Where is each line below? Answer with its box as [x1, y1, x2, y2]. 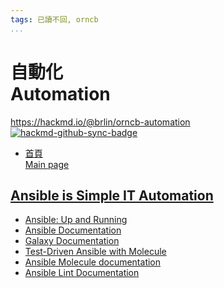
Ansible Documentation [24, 224, 122, 236]
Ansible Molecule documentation [24, 256, 162, 268]
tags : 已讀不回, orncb [10, 14, 99, 25]
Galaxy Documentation [24, 235, 120, 247]
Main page [24, 158, 70, 170]
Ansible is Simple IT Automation [10, 187, 214, 204]
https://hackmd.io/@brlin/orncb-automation [10, 116, 191, 128]
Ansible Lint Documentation [24, 267, 140, 279]
